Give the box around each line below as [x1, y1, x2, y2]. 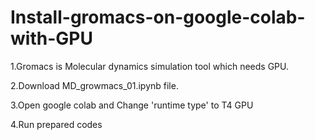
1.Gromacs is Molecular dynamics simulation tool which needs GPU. [10, 60, 290, 72]
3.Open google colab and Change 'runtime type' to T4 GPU [10, 99, 254, 111]
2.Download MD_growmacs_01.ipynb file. [10, 79, 179, 91]
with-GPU [10, 27, 93, 50]
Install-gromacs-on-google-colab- [10, 6, 306, 29]
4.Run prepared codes [10, 118, 103, 130]
